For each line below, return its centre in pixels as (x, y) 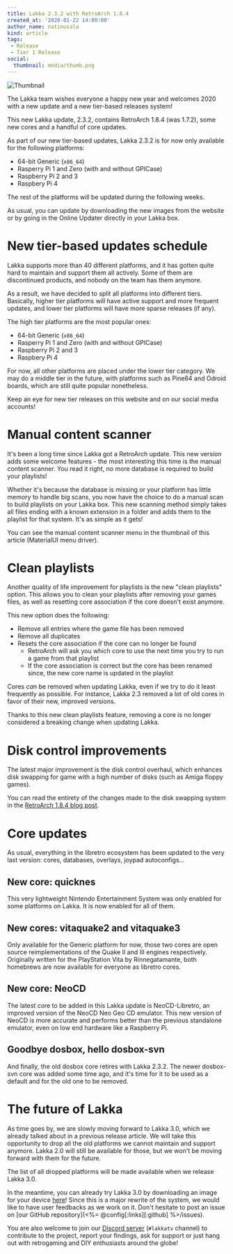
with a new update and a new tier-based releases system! (90, 106)
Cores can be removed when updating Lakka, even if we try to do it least (111, 686)
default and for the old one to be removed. (68, 1081)
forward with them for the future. (54, 1158)
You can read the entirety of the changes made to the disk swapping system (116, 798)
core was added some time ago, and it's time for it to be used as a (114, 1074)
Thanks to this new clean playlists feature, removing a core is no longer (109, 715)
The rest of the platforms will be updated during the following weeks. (106, 197)
